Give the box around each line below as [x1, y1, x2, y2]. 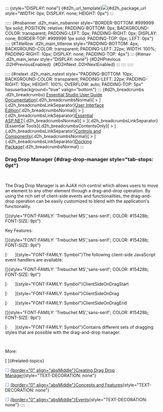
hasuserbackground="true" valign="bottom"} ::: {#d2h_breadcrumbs [5, 87, 144, 92]
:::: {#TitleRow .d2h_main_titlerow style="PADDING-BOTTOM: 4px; [5, 41, 140, 46]
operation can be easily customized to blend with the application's [15, 198, 150, 204]
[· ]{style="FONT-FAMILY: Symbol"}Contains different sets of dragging [5, 324, 154, 330]
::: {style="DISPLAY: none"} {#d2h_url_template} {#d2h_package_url [5, 5, 146, 11]
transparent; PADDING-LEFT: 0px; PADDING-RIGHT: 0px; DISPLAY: [22, 30, 158, 36]
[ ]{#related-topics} [5, 358, 45, 364]
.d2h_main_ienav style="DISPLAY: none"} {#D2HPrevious [5, 56, 121, 62]
